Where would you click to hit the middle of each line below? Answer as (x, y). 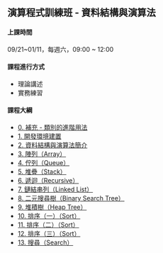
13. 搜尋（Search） (45, 242)
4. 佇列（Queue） (43, 163)
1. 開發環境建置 (39, 136)
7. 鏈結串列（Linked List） (55, 189)
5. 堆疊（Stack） (42, 172)
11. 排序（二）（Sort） (48, 225)
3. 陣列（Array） (42, 154)
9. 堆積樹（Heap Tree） (52, 207)
